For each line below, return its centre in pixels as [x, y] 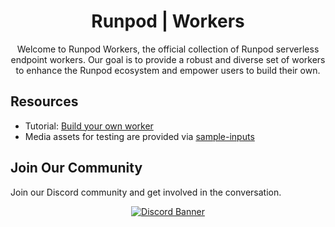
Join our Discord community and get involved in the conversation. [146, 192]
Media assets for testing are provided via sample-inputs [139, 136]
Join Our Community [76, 168]
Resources [44, 101]
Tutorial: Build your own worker [89, 126]
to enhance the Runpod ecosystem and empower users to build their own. [168, 70]
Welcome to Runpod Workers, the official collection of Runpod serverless [168, 49]
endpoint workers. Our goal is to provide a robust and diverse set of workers [168, 59]
